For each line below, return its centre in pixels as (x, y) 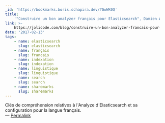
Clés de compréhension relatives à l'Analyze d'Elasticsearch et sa (71, 105)
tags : (11, 37)
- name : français (32, 50)
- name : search (29, 78)
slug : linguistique (38, 73)
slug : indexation (36, 64)
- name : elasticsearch (37, 41)
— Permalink (18, 116)
